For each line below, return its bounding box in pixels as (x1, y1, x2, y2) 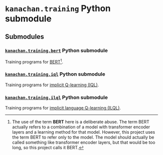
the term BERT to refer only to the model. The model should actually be (12, 134, 154, 140)
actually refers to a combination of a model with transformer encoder (12, 124, 150, 130)
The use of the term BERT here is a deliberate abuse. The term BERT (12, 119, 149, 125)
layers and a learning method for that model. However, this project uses (12, 129, 155, 135)
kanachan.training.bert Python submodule (5, 47, 108, 54)
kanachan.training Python (5, 3, 111, 14)
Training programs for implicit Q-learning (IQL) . (5, 82, 99, 88)
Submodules (5, 32, 45, 41)
